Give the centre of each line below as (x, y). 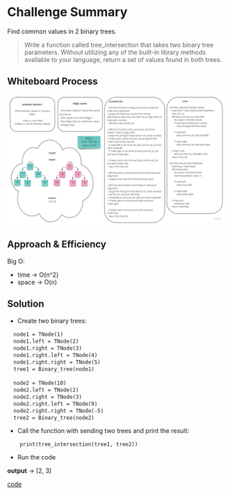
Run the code (36, 457)
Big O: (16, 261)
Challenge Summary (67, 12)
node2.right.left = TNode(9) (56, 404)
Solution (26, 304)
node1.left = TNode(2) (46, 341)
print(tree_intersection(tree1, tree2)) (79, 444)
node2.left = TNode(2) (46, 390)
